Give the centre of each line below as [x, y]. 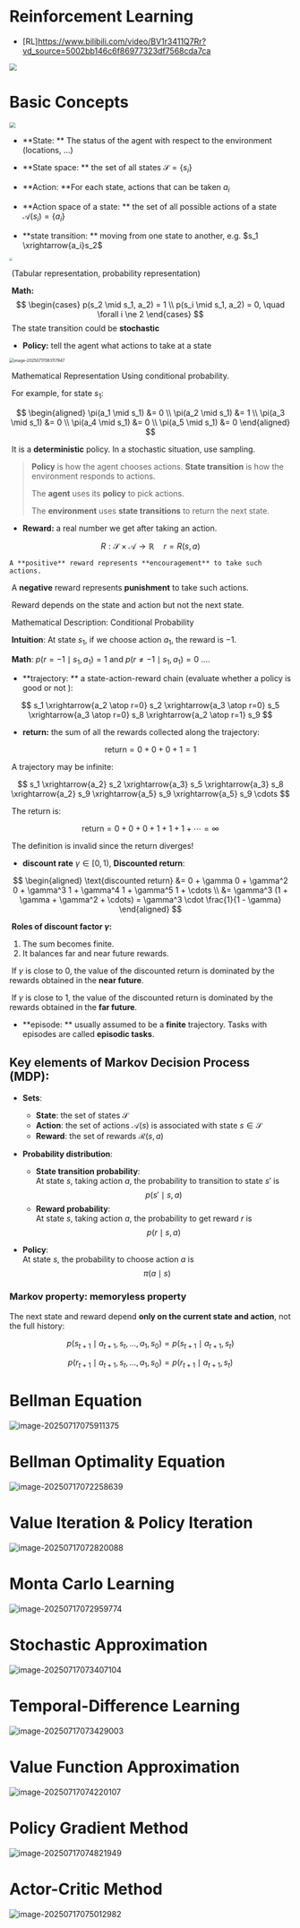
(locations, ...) [47, 151]
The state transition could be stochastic [85, 328]
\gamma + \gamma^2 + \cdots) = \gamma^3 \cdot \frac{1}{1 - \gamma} [150, 900]
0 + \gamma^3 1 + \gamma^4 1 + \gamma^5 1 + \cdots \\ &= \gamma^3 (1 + [150, 890]
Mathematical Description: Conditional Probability [103, 622]
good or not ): [47, 688]
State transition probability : [88, 1171]
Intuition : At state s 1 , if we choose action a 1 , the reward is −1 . [124, 640]
